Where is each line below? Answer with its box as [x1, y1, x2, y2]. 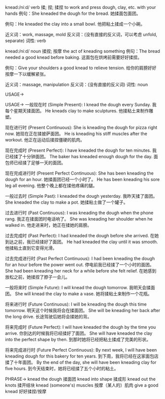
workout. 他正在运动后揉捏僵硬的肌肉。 [5, 137, 85, 142]
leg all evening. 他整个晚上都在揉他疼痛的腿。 [5, 182, 98, 188]
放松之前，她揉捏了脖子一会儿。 [5, 274, 70, 280]
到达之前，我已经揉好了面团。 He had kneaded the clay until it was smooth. [5, 239, 158, 245]
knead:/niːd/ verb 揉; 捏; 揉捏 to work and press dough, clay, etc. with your [5, 4, 156, 10]
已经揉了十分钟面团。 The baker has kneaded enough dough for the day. [5, 154, 153, 159]
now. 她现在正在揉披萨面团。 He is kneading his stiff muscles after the [5, 131, 148, 136]
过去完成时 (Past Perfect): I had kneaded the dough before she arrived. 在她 [5, 233, 159, 238]
